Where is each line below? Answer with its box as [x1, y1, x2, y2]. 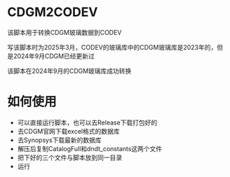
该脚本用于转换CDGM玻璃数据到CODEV [7, 28, 122, 36]
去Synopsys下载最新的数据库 [17, 136, 102, 144]
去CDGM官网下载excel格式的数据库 [17, 127, 120, 135]
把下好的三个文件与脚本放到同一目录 [17, 153, 123, 162]
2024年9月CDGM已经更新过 [13, 52, 95, 60]
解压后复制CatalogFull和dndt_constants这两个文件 [17, 144, 163, 153]
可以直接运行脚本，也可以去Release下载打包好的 [17, 118, 158, 127]
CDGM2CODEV [7, 4, 98, 20]
